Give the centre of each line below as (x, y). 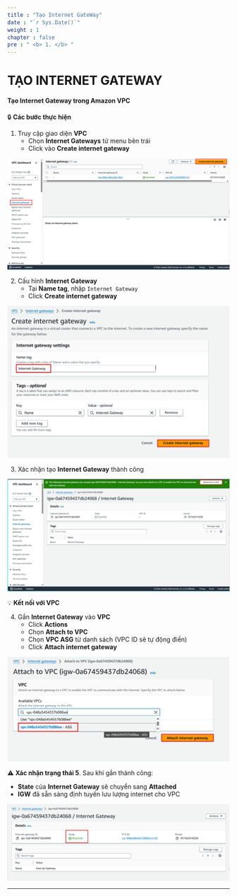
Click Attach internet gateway (73, 646)
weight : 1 (23, 30)
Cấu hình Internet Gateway (57, 281)
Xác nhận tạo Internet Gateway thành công (81, 470)
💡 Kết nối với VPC (34, 603)
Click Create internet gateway (73, 296)
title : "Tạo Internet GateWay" (55, 15)
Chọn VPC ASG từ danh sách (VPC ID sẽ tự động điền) (108, 639)
